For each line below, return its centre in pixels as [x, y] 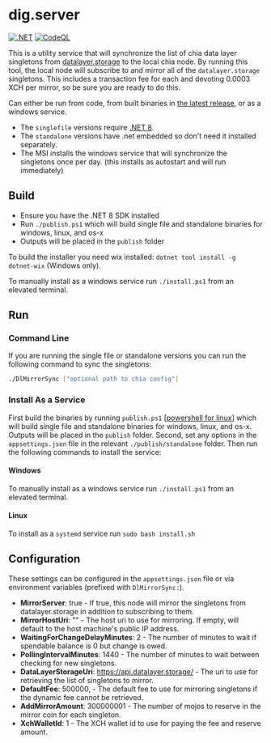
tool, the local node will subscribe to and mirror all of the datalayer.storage [134, 70]
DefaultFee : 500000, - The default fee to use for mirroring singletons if [139, 689]
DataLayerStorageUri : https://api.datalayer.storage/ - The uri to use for [139, 671]
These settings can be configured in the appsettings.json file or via [121, 578]
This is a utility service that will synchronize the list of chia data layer [123, 53]
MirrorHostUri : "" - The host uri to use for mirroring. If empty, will [129, 620]
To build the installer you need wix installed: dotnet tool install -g [122, 257]
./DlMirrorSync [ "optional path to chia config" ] [94, 379]
